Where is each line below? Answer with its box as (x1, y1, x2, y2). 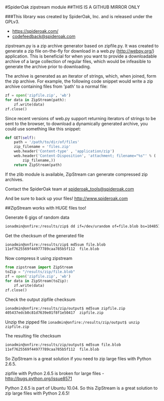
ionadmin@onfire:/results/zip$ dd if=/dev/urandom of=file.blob (5, 224, 139, 229)
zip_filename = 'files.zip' (14, 144, 71, 149)
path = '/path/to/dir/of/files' (14, 140, 80, 145)
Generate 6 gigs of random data (5, 214, 70, 220)
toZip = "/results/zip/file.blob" (5, 270, 76, 274)
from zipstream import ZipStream (5, 265, 73, 270)
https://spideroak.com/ (12, 28, 59, 34)
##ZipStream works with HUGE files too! (5, 205, 86, 211)
